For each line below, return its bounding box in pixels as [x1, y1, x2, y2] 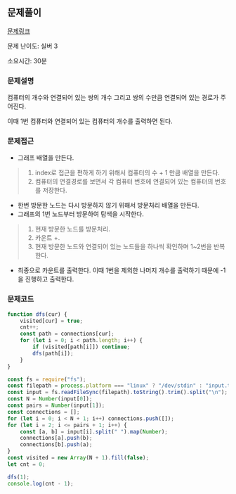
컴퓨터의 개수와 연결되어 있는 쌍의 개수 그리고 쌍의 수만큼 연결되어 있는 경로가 [7, 94, 219, 102]
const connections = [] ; [7, 408, 80, 415]
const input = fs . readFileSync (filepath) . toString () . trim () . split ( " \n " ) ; [7, 389, 228, 396]
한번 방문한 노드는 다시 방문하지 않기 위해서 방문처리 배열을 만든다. [17, 201, 199, 210]
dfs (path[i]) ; [32, 350, 74, 357]
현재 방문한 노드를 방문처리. [34, 224, 110, 234]
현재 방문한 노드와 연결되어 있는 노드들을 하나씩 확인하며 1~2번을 [34, 242, 212, 251]
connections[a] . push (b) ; [20, 435, 93, 442]
